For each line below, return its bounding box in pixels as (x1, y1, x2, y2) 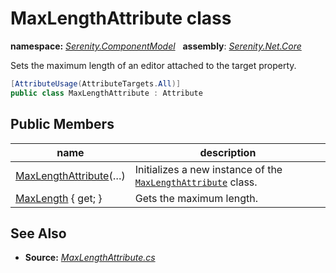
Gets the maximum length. (134, 191, 259, 205)
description (199, 145, 257, 159)
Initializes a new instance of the (134, 162, 283, 176)
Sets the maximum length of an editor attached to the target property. (10, 59, 297, 71)
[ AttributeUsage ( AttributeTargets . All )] (10, 78, 182, 89)
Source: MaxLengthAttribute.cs (24, 252, 156, 264)
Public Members (10, 116, 115, 133)
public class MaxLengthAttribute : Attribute (10, 88, 203, 98)
